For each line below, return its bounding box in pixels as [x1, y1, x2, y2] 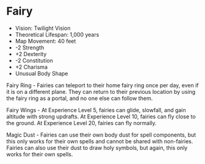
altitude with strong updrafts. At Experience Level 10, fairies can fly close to [6, 113, 196, 120]
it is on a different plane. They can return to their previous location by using [6, 88, 196, 95]
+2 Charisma [15, 63, 48, 71]
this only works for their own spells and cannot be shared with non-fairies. [6, 137, 193, 144]
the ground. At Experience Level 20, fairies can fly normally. [6, 119, 157, 126]
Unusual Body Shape [15, 70, 68, 77]
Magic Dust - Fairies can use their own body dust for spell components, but [6, 131, 196, 138]
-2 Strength [15, 44, 45, 51]
